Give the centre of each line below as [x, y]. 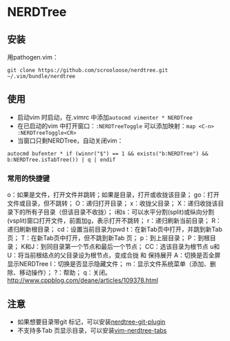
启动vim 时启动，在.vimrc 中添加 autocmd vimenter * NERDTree [105, 117]
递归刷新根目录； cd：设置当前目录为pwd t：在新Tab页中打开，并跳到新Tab [115, 230]
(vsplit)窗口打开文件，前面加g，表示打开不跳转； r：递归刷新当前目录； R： [115, 221]
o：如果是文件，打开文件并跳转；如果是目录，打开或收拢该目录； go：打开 [113, 195]
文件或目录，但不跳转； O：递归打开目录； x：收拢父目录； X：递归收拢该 [113, 203]
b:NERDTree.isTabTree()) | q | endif [61, 160]
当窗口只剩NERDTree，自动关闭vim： [70, 140]
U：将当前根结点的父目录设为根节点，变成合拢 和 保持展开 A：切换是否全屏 [114, 255]
